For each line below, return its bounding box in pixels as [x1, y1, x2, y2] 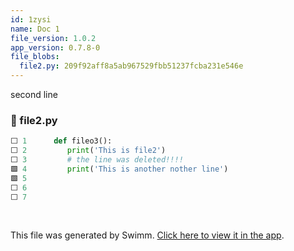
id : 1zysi [10, 14, 52, 25]
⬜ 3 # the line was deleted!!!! [10, 155, 184, 165]
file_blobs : [10, 52, 60, 62]
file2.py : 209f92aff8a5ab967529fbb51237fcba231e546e [19, 61, 244, 71]
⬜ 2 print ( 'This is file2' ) [10, 146, 167, 156]
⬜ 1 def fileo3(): [10, 136, 113, 146]
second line [10, 89, 58, 100]
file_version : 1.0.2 [10, 33, 97, 43]
